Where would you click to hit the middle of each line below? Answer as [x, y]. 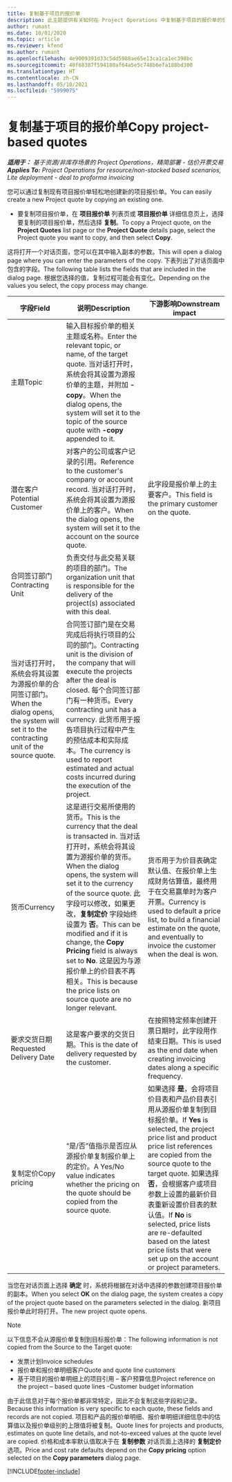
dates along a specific [183, 1068]
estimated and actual [100, 769]
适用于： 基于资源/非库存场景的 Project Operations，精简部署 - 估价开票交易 [115, 163]
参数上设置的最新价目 [182, 1194]
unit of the [27, 747]
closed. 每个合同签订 [99, 690]
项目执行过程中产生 [104, 730]
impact [184, 313]
